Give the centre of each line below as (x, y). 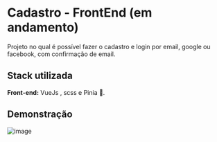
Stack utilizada (40, 76)
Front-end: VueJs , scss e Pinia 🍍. (56, 92)
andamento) (43, 27)
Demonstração (40, 115)
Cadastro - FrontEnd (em (80, 13)
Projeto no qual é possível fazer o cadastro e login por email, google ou (109, 46)
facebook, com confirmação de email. (61, 54)
